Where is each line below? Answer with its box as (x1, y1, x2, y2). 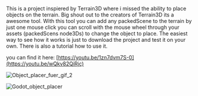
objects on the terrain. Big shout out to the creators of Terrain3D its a (6, 11, 174, 18)
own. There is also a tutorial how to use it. (6, 42, 108, 49)
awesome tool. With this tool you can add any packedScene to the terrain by (6, 18, 192, 24)
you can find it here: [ (6, 54, 59, 61)
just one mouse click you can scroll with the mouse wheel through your (6, 24, 180, 31)
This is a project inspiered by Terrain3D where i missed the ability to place (6, 5, 187, 12)
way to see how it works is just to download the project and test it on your (6, 37, 186, 43)
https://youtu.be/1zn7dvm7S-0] (58, 54, 134, 61)
